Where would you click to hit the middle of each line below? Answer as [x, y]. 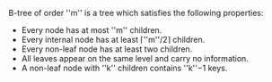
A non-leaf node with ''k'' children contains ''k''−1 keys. [124, 68]
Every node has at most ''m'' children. [92, 30]
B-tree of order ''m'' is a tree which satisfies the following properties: [136, 13]
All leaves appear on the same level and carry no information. [135, 58]
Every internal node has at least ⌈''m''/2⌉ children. [113, 40]
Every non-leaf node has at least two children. [107, 49]
